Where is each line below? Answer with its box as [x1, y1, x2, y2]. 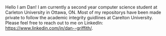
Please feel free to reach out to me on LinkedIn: [5, 20, 103, 26]
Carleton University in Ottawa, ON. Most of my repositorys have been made [5, 9, 161, 15]
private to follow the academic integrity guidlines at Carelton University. [5, 15, 153, 20]
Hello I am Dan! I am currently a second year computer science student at [5, 4, 157, 10]
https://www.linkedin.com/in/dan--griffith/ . [5, 25, 93, 31]
